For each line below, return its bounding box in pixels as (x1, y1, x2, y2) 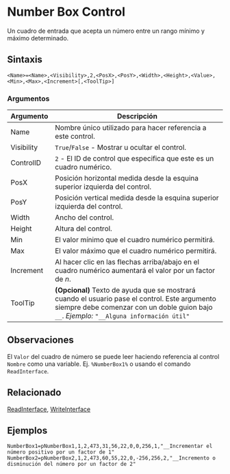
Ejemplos (7, 425, 48, 436)
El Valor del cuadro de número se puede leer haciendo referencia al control (7, 352, 220, 360)
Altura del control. (54, 224, 113, 233)
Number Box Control (7, 4, 125, 20)
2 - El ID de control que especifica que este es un (54, 154, 214, 163)
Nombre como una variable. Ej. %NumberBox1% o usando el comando (7, 360, 191, 368)
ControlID (10, 158, 42, 168)
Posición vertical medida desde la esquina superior (54, 193, 219, 202)
